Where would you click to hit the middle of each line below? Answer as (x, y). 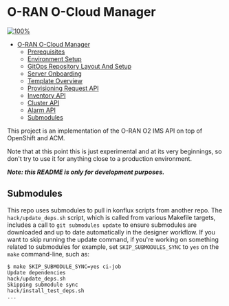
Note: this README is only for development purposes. (86, 172)
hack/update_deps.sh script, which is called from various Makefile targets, (111, 217)
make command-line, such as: (48, 254)
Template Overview (55, 80)
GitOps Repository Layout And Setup (79, 66)
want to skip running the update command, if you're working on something (113, 239)
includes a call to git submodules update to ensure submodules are (102, 225)
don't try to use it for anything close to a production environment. (100, 158)
